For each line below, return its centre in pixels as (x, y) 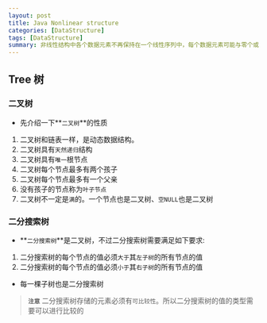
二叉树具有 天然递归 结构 (56, 149)
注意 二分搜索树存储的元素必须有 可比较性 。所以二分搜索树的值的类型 (137, 301)
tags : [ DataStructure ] (46, 38)
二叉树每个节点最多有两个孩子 (68, 169)
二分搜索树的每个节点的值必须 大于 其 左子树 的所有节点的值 (111, 257)
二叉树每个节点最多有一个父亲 (68, 179)
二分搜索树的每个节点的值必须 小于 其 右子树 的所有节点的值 (111, 267)
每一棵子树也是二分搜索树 (62, 284)
